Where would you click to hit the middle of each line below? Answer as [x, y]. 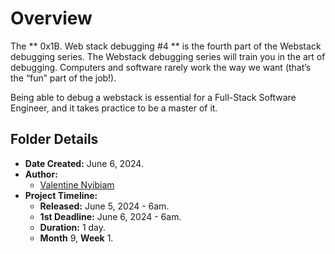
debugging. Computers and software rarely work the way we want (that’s [161, 67]
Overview [51, 18]
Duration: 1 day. [73, 227]
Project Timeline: [61, 195]
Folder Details [54, 139]
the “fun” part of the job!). [63, 78]
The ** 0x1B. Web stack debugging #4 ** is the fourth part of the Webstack [166, 46]
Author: [41, 174]
